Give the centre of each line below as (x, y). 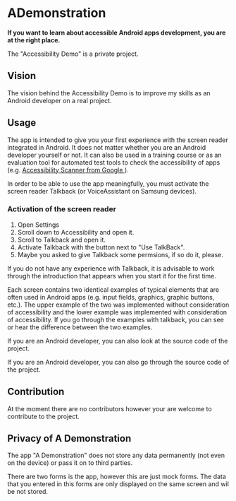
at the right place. (34, 40)
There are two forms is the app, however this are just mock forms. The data (117, 477)
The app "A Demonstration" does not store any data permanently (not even (116, 455)
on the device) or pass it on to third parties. (70, 463)
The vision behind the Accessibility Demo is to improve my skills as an (109, 93)
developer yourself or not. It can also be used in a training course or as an (114, 155)
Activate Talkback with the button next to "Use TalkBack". (101, 247)
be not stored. (27, 492)
